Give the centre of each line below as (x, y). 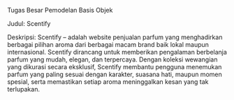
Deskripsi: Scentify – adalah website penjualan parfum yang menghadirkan (115, 37)
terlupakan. (24, 89)
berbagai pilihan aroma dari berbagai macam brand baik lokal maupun (108, 44)
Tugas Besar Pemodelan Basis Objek (60, 10)
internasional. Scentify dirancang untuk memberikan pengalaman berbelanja (117, 52)
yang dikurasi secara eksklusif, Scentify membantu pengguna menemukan (115, 67)
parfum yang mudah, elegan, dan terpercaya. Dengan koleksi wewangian (112, 59)
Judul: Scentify (29, 23)
